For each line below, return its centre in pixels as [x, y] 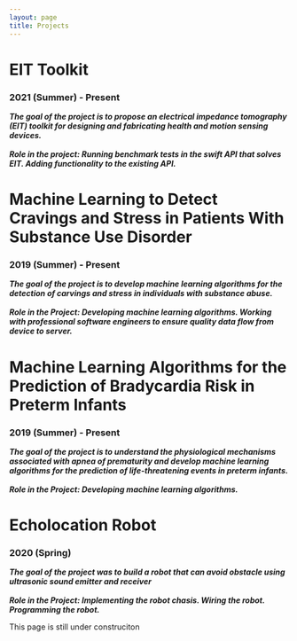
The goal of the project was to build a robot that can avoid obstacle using [147, 572]
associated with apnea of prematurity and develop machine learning [139, 461]
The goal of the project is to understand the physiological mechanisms [143, 451]
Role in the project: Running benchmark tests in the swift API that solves [145, 154]
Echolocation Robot [83, 525]
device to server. [41, 331]
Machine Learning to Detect [114, 199]
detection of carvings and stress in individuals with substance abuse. [141, 293]
